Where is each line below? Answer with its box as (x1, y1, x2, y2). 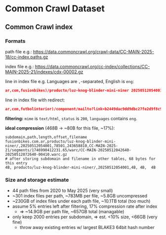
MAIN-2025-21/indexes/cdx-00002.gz (5, 69, 83, 75)
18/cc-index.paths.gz (5, 54, 48, 60)
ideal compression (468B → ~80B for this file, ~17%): (5, 125, 115, 131)
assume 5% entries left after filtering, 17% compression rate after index (12, 203, 158, 209)
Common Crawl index (5, 23, 73, 31)
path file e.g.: (5, 48, 32, 54)
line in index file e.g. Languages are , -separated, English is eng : (5, 78, 134, 84)
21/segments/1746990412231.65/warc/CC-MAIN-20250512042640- (5, 147, 132, 152)
